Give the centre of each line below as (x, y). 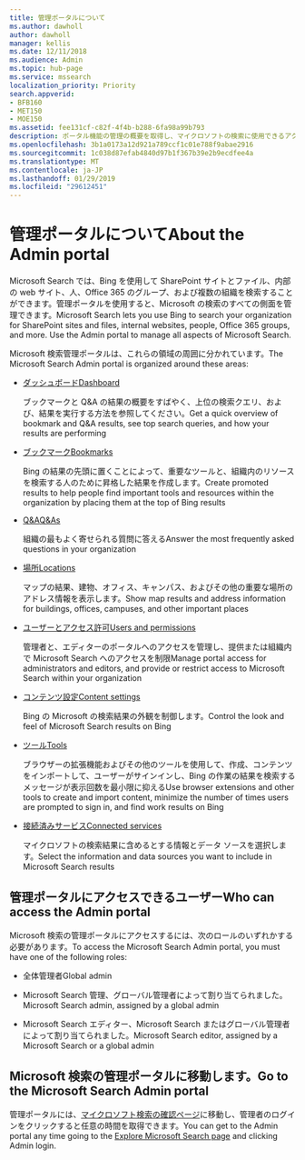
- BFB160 (26, 102)
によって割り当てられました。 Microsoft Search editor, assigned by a (150, 1035)
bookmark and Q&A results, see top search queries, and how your (146, 424)
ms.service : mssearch (50, 77)
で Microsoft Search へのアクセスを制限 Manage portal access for (144, 658)
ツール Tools (45, 745)
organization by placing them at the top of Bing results (124, 503)
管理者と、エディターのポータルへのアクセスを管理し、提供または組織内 (157, 647)
